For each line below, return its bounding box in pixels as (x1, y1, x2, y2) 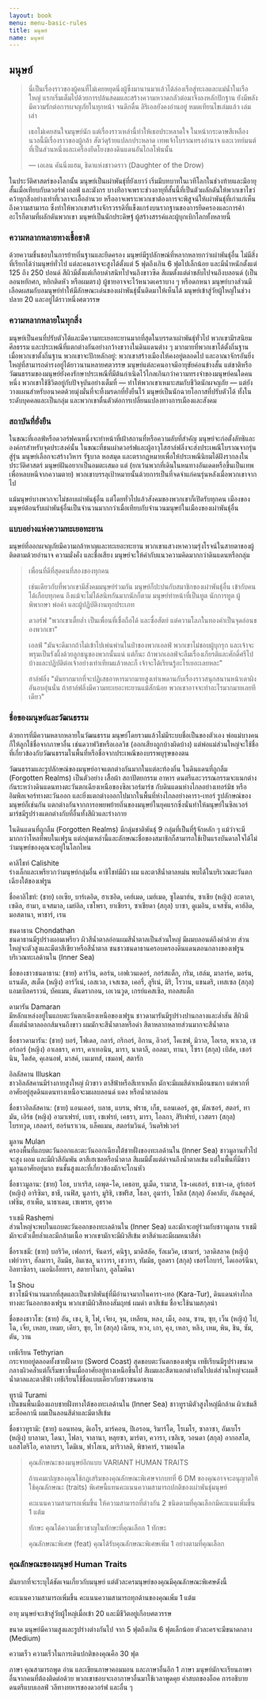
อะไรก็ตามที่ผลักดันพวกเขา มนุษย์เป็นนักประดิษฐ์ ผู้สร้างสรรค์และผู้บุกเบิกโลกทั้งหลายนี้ (9, 212, 231, 222)
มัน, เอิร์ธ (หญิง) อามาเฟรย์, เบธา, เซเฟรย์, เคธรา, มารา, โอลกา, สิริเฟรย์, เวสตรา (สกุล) (9, 1111, 236, 1121)
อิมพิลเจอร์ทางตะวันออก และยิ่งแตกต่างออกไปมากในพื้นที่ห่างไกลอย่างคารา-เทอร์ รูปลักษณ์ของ (9, 790, 252, 800)
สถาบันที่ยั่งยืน (9, 415, 51, 426)
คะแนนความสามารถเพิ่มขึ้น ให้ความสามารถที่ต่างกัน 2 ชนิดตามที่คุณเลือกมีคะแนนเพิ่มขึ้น (28, 1498, 256, 1507)
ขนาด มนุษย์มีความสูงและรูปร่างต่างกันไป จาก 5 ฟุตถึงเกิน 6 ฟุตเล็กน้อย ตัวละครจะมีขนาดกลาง (9, 1624, 253, 1633)
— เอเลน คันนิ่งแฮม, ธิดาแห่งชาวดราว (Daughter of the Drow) (28, 160, 204, 170)
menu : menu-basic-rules (9, 19, 88, 27)
